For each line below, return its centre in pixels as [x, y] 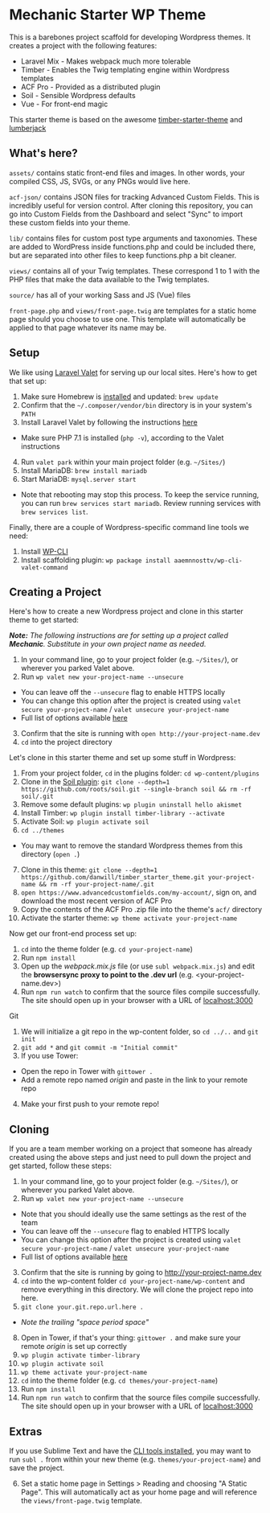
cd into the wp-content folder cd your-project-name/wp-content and [133, 1281]
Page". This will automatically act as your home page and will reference [139, 1492]
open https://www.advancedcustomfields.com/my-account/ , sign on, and [139, 892]
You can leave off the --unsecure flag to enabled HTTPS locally [125, 1231]
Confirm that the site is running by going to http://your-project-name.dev [141, 1272]
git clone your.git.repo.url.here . [82, 1307]
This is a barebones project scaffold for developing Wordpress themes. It [130, 37]
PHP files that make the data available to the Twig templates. [109, 279]
